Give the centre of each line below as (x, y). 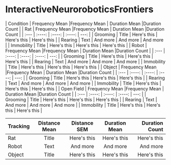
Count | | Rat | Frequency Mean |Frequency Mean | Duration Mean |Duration (85, 29)
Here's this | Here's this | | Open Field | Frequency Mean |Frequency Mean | (85, 88)
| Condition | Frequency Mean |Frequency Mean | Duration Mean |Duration (83, 23)
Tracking (19, 126)
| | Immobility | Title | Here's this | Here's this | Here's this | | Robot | (76, 45)
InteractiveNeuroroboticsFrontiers (79, 9)
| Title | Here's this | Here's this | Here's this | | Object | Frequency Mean (81, 67)
